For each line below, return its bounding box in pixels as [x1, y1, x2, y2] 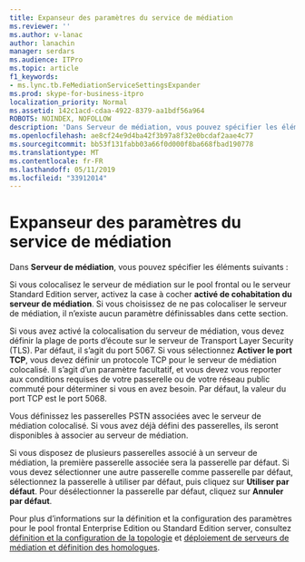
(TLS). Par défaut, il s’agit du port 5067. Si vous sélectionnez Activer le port [9, 345, 292, 356]
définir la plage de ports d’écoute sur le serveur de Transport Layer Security [9, 335, 294, 346]
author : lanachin [9, 38, 75, 48]
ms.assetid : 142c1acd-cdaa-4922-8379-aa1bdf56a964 [9, 106, 205, 115]
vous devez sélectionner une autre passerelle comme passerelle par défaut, [9, 467, 293, 478]
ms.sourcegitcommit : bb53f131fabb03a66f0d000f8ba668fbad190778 [9, 140, 254, 149]
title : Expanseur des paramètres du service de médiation [9, 13, 233, 23]
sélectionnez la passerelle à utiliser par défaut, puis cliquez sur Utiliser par [9, 477, 290, 488]
